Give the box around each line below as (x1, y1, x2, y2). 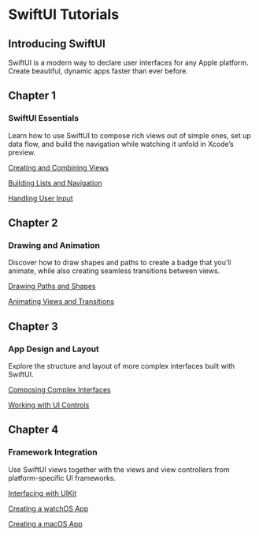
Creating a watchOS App (8, 504, 89, 513)
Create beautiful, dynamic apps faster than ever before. (8, 66, 189, 76)
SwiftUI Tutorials (8, 6, 120, 24)
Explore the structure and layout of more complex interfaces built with (8, 362, 235, 371)
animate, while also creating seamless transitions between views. (8, 266, 220, 275)
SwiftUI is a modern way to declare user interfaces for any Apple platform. (8, 58, 250, 67)
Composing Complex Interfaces (8, 385, 112, 395)
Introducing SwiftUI (8, 37, 106, 51)
